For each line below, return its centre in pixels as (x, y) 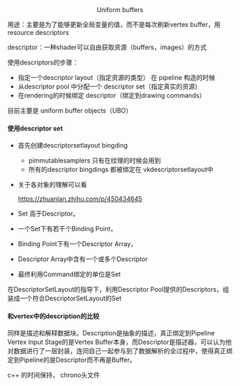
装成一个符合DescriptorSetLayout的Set (65, 298)
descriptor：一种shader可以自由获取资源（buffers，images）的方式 (107, 47)
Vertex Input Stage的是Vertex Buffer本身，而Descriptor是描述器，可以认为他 (120, 342)
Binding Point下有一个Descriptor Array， (77, 244)
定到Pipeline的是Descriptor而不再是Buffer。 (72, 360)
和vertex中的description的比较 (54, 316)
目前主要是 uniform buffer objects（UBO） (70, 111)
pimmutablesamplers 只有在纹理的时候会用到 (95, 161)
